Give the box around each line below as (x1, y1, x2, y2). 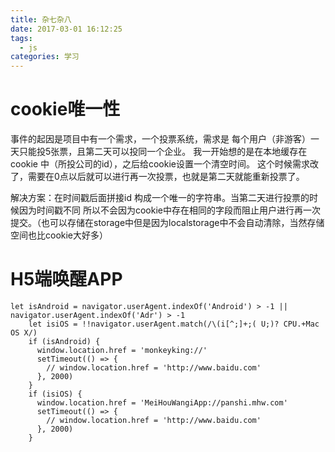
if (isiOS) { (28, 389, 83, 399)
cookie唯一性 (10, 98, 121, 121)
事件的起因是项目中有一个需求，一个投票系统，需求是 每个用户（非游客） (10, 133, 311, 145)
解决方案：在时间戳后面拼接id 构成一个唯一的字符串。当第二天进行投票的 (10, 192, 310, 204)
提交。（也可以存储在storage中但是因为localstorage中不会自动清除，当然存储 (10, 217, 325, 229)
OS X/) (10, 328, 38, 338)
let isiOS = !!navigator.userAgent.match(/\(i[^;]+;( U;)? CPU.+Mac (28, 319, 320, 329)
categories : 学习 (10, 52, 80, 62)
